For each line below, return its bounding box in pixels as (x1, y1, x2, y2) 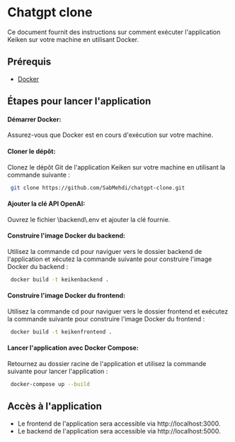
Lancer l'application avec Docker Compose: (7, 343, 139, 352)
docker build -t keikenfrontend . (10, 328, 113, 336)
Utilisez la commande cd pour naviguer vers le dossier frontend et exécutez (7, 306, 229, 316)
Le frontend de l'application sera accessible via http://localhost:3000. (17, 419, 221, 428)
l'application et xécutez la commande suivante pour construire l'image (7, 255, 212, 263)
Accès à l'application (7, 400, 103, 412)
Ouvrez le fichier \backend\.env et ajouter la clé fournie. (7, 215, 171, 223)
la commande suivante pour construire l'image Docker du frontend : (7, 314, 205, 323)
